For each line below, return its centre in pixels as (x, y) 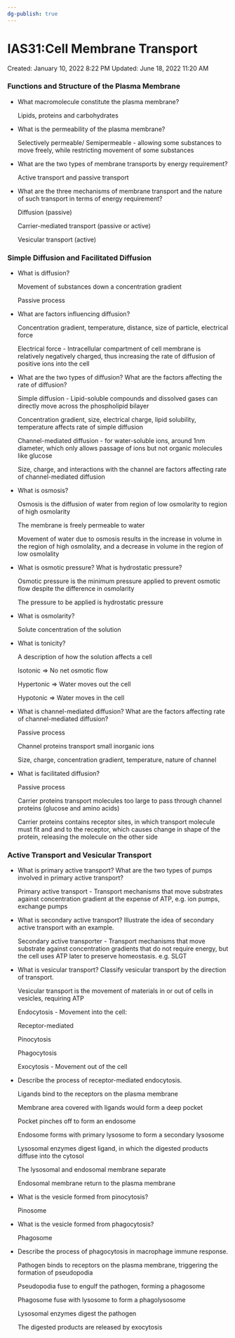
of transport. (35, 977)
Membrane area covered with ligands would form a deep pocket (110, 1108)
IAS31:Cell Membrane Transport (102, 48)
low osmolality (38, 554)
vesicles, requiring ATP (51, 999)
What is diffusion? (43, 273)
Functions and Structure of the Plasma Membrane (94, 87)
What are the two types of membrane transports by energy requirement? (122, 163)
